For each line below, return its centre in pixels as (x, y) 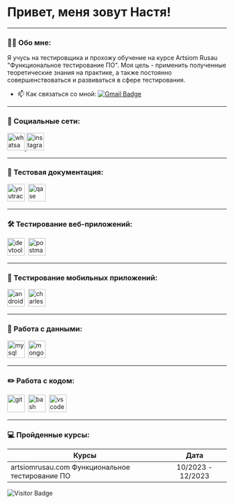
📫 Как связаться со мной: (57, 94)
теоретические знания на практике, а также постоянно (89, 73)
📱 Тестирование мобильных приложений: (83, 278)
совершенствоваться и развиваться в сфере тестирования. (96, 80)
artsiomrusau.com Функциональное (70, 467)
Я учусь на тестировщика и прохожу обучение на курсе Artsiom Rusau (112, 58)
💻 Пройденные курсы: (48, 435)
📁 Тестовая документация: (55, 172)
